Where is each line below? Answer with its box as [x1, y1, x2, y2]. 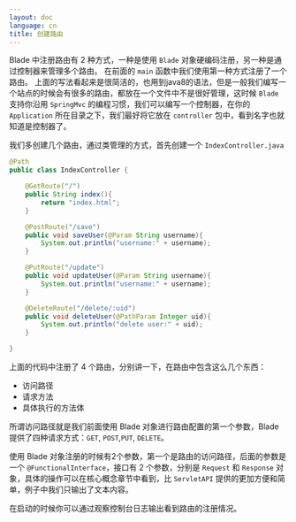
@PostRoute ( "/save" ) [25, 222, 101, 231]
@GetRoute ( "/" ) [25, 182, 81, 191]
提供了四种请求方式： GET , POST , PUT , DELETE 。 [9, 433, 170, 442]
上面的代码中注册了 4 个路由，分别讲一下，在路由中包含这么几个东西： [9, 362, 267, 372]
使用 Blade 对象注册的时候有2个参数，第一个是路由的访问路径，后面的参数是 [9, 451, 287, 461]
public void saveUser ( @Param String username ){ [25, 231, 203, 240]
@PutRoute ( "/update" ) [25, 263, 104, 273]
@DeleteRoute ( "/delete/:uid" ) [25, 303, 137, 312]
